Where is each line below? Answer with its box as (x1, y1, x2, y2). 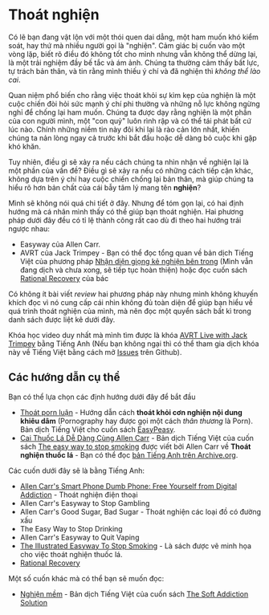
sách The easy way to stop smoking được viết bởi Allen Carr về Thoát (19, 442, 251, 451)
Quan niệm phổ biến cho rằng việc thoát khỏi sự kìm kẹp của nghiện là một (8, 90, 256, 100)
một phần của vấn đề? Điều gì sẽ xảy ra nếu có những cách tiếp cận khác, (8, 165, 254, 175)
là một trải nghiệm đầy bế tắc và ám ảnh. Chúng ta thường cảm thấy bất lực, (8, 58, 259, 67)
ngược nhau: (8, 223, 51, 234)
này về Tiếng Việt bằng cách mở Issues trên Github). (8, 347, 182, 356)
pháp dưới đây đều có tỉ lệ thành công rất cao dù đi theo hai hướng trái (8, 215, 242, 225)
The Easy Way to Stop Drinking (19, 523, 123, 533)
